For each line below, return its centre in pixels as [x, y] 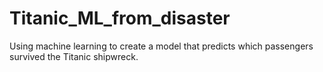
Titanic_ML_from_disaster [120, 18]
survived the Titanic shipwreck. [74, 56]
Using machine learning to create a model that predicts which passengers [161, 46]
